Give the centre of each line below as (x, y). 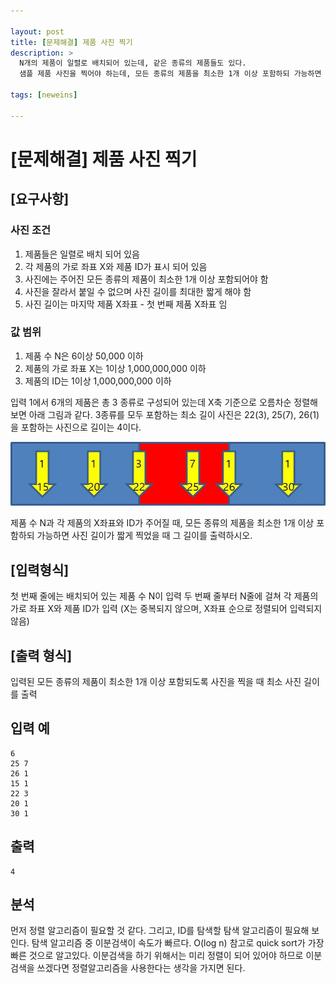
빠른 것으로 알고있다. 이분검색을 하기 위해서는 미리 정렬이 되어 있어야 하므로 (157, 956)
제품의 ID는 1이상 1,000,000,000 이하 (98, 381)
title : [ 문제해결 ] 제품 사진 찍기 (71, 42)
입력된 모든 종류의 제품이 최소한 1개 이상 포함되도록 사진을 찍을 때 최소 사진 (156, 681)
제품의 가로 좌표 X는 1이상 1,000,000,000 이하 (115, 368)
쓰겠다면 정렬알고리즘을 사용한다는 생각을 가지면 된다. (141, 968)
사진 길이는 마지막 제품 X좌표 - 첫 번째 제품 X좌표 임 (126, 304)
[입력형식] (40, 570)
